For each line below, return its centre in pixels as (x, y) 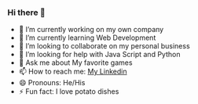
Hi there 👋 (27, 13)
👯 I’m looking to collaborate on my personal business (104, 46)
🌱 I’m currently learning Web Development (87, 38)
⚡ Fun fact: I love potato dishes (69, 91)
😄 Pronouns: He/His (52, 83)
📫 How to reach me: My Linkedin (73, 72)
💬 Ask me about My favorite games (75, 63)
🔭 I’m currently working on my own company (91, 30)
